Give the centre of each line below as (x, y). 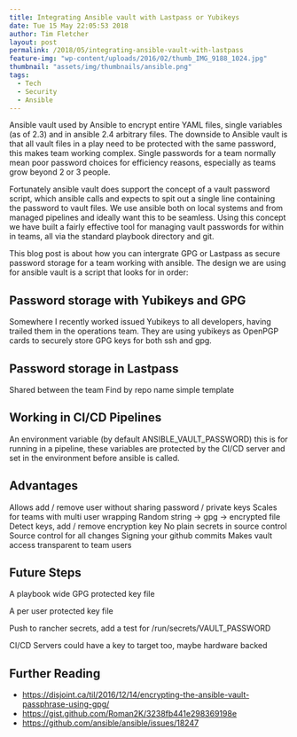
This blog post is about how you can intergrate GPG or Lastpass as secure (145, 254)
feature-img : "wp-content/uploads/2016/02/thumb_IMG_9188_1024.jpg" (138, 59)
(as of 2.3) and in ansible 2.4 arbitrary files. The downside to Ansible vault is (148, 135)
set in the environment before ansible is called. (94, 458)
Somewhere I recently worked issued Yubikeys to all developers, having (141, 322)
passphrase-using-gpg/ (66, 704)
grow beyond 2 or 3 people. (60, 172)
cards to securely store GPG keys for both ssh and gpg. (111, 341)
